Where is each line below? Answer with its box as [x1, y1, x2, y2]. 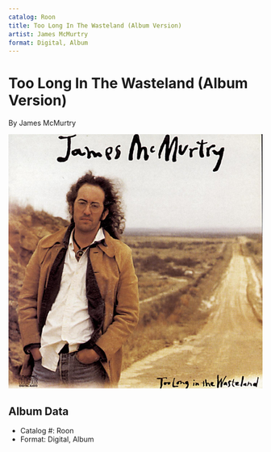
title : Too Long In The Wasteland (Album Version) [8, 21, 182, 30]
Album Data [8, 404, 69, 418]
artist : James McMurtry [8, 30, 89, 38]
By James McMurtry [8, 118, 77, 128]
